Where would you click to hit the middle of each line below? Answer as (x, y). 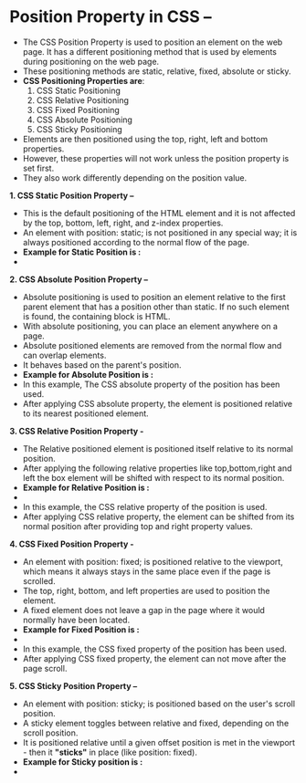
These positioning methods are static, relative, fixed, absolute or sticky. (157, 71)
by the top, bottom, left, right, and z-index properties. (123, 223)
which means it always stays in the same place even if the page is (147, 571)
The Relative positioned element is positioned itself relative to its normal (158, 448)
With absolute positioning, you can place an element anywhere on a (150, 326)
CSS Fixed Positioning (78, 110)
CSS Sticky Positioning (79, 129)
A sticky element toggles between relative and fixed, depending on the (156, 723)
